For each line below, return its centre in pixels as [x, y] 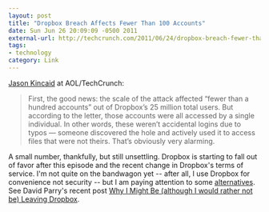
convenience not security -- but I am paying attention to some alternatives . [132, 182]
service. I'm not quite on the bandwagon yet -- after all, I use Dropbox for [129, 174]
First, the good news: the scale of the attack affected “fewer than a [139, 98]
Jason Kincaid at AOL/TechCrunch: [66, 83]
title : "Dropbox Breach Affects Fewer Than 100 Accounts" [107, 23]
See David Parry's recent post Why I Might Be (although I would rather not [131, 190]
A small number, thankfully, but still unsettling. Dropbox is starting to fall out [133, 156]
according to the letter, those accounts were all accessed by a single [141, 115]
